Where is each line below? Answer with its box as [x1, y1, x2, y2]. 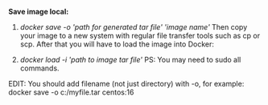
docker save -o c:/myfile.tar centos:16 [8, 87, 134, 97]
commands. [19, 63, 60, 73]
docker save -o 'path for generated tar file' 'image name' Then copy [19, 22, 248, 31]
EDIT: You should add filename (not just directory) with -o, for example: [8, 79, 245, 88]
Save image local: [8, 7, 69, 16]
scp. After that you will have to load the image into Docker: [19, 39, 215, 49]
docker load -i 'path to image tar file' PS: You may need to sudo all [19, 55, 241, 64]
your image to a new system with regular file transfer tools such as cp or [19, 31, 261, 40]
